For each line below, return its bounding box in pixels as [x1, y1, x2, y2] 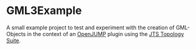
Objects [6, 30, 26, 37]
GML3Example [6, 4, 82, 18]
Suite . [6, 37, 21, 44]
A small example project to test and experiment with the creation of [6, 24, 175, 31]
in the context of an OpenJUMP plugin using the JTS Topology [27, 30, 184, 37]
